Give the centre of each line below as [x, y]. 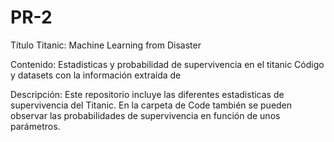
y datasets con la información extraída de [96, 75]
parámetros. [35, 126]
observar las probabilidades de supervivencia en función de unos [145, 115]
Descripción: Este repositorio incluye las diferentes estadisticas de [147, 94]
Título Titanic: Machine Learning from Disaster [106, 45]
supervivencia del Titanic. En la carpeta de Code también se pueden [151, 105]
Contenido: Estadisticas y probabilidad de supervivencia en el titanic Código [167, 64]
